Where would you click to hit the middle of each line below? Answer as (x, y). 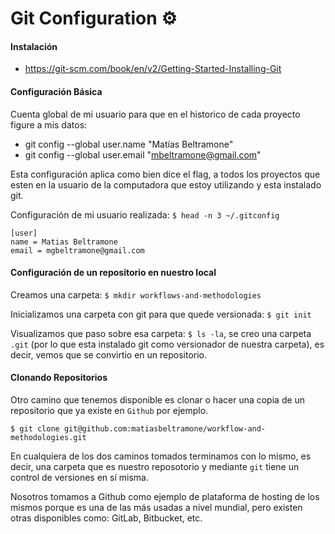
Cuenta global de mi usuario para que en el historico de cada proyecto (155, 114)
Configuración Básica (56, 91)
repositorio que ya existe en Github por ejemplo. (109, 410)
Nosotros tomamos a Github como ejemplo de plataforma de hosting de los (165, 496)
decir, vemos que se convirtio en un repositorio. (109, 354)
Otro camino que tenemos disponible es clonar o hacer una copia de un (158, 400)
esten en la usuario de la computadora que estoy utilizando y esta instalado (166, 184)
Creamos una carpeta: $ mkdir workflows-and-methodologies (136, 294)
